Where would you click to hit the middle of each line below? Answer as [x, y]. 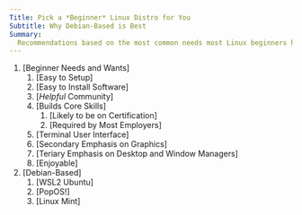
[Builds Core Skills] [71, 106]
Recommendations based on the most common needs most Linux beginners [152, 43]
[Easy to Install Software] [82, 87]
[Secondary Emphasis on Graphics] [102, 144]
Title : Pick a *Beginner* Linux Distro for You [100, 17]
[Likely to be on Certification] [103, 116]
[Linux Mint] [58, 202]
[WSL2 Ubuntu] [65, 182]
